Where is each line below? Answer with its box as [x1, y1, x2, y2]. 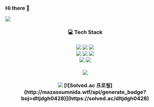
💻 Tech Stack [67, 29, 103, 36]
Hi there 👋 [5, 5, 30, 12]
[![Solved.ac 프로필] [64, 82, 113, 89]
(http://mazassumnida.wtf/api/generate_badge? [24, 89, 146, 96]
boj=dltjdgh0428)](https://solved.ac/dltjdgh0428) [21, 95, 149, 102]
